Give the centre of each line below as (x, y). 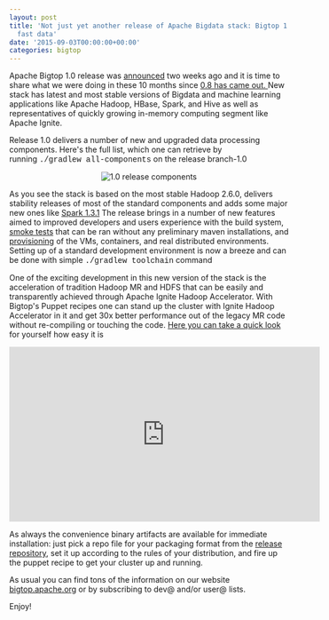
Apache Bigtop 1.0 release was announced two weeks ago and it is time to (145, 76)
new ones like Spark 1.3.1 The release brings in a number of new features (142, 213)
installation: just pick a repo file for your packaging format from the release (146, 544)
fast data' (37, 34)
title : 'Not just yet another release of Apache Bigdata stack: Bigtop (144, 26)
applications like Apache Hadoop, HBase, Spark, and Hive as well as (134, 104)
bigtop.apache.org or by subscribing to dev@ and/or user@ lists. (128, 589)
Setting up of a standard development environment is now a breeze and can (148, 250)
